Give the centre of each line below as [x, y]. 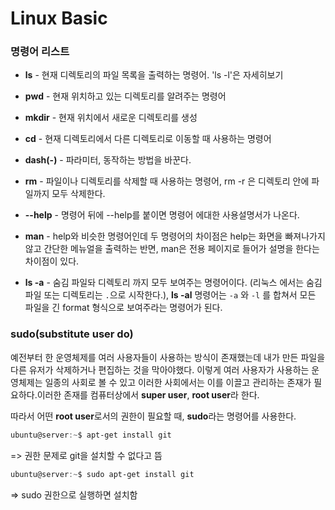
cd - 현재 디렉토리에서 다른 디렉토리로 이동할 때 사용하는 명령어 [148, 139]
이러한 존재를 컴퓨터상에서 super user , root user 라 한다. [148, 394]
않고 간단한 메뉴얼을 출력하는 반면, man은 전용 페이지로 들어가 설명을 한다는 [172, 249]
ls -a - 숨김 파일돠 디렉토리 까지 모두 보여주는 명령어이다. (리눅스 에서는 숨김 [173, 283]
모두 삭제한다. [78, 194]
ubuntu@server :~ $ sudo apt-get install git [102, 474]
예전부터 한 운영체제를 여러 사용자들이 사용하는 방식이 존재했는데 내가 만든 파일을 [168, 357]
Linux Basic [59, 18]
